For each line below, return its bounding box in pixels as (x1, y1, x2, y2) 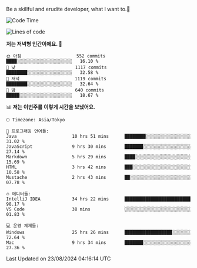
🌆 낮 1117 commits (6, 65, 107, 70)
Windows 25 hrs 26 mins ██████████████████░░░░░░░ (6, 229, 191, 235)
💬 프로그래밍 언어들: (6, 128, 49, 134)
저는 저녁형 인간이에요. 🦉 (6, 40, 63, 47)
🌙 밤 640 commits (6, 87, 105, 93)
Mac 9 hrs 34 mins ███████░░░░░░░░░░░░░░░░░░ (6, 240, 191, 246)
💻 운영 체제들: (6, 223, 39, 229)
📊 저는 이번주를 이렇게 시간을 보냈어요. (6, 103, 96, 110)
